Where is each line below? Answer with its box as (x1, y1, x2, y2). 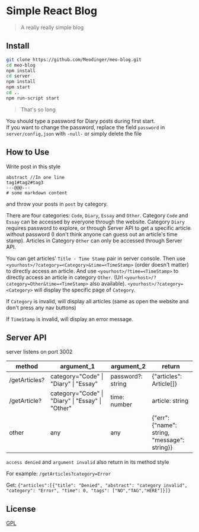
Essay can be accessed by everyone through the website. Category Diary (6, 218, 185, 225)
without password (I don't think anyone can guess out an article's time (6, 230, 178, 238)
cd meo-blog (6, 62, 36, 68)
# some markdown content (6, 190, 68, 196)
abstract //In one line (6, 174, 65, 180)
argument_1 (60, 363, 95, 371)
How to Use (6, 147, 50, 158)
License (6, 504, 36, 514)
